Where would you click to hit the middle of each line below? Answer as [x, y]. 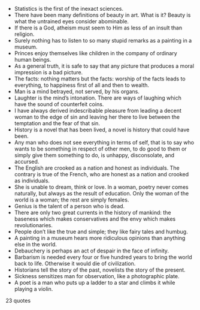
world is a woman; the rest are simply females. [72, 200]
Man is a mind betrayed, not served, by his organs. [77, 91]
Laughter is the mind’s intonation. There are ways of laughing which [98, 98]
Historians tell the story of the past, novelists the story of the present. [100, 270]
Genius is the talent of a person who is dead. [69, 206]
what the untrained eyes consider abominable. [72, 21]
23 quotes [18, 300]
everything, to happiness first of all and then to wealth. [82, 85]
